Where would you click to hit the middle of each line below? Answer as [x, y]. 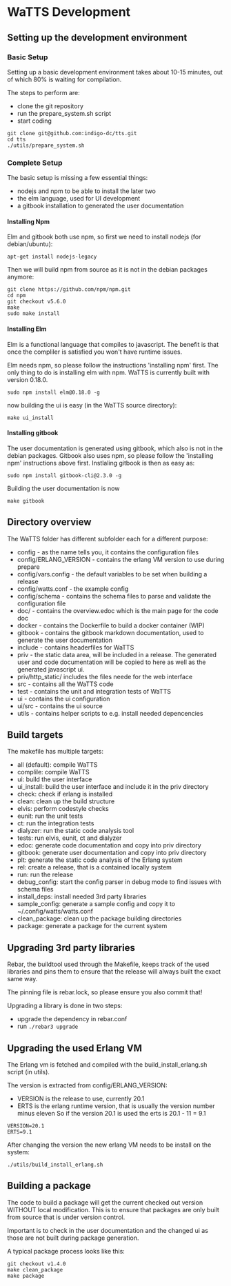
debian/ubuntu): [30, 244]
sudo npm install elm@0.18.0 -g [53, 392]
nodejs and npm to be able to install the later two [87, 191]
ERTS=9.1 [20, 1132]
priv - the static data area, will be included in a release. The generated [117, 654]
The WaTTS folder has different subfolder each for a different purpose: [108, 539]
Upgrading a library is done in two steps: [65, 1006]
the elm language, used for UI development [79, 199]
